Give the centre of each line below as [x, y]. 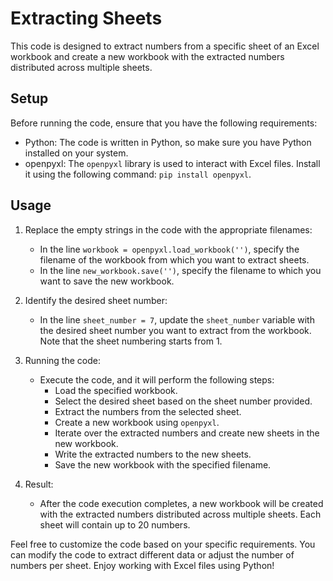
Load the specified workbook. [116, 390]
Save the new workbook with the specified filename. [163, 464]
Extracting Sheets [86, 18]
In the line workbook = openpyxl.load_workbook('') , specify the [169, 249]
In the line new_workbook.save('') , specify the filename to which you [180, 270]
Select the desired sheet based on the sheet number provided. [183, 401]
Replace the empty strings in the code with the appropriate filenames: [168, 229]
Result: [39, 484]
